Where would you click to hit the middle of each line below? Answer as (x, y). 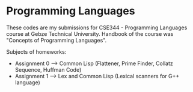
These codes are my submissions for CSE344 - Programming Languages (97, 27)
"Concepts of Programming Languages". (57, 40)
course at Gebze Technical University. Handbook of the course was (90, 33)
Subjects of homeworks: (36, 51)
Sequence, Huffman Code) (48, 69)
